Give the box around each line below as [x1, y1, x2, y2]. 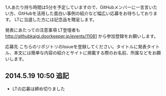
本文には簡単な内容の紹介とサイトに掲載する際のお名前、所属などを [13, 50, 152, 56]
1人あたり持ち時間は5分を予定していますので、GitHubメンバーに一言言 [5, 4, 149, 10]
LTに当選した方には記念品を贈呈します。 [14, 17, 97, 22]
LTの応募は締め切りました [12, 86, 65, 92]
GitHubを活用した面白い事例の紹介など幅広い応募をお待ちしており [18, 10, 153, 16]
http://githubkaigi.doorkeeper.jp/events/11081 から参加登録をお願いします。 [5, 33, 159, 39]
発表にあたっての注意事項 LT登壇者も [5, 27, 81, 33]
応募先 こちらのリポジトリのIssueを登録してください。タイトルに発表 [5, 44, 147, 49]
